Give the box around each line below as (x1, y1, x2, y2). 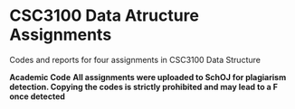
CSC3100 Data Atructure (9, 5, 199, 26)
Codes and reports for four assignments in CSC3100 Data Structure (9, 54, 261, 65)
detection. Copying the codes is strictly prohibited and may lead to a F (9, 81, 279, 92)
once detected (9, 91, 66, 102)
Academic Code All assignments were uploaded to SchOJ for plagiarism (9, 71, 287, 82)
